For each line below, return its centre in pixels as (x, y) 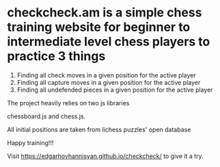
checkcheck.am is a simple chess (105, 13)
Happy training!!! (30, 142)
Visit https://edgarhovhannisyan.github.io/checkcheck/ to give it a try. (105, 156)
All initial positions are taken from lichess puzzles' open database (99, 129)
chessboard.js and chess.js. (46, 116)
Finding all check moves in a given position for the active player (106, 75)
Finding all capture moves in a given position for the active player (109, 82)
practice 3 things (56, 56)
